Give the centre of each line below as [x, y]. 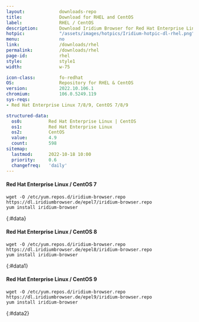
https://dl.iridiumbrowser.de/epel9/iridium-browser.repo [79, 297]
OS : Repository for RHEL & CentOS [70, 83]
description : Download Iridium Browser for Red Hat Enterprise [95, 28]
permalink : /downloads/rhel [53, 50]
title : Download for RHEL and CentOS [70, 17]
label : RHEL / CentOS [50, 23]
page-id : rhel [38, 56]
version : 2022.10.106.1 [50, 89]
